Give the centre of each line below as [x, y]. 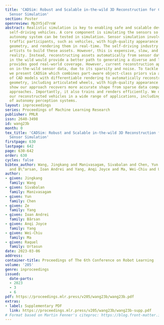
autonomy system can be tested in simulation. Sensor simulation [77, 37]
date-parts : [22, 278]
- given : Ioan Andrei [27, 215]
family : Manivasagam [30, 192]
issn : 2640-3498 [21, 119]
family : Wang [23, 183]
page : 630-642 [20, 151]
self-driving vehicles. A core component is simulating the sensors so [84, 32]
